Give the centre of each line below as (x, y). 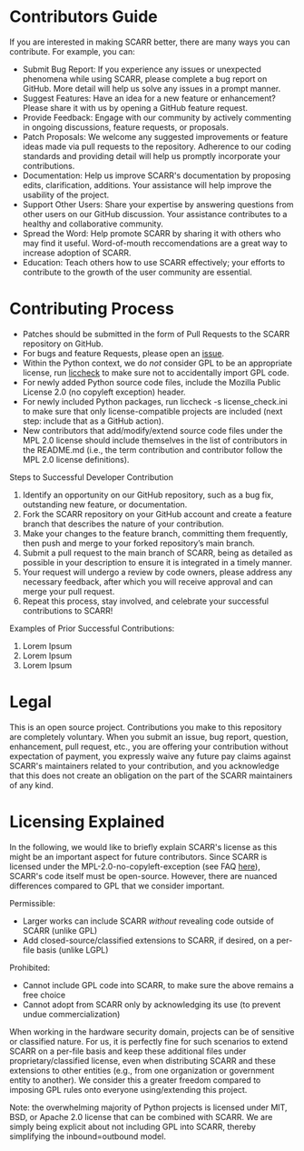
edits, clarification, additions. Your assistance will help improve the (147, 185)
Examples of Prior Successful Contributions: (92, 628)
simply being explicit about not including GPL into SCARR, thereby (133, 1126)
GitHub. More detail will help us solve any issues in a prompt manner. (152, 88)
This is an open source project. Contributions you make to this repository (146, 727)
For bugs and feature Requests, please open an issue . (123, 353)
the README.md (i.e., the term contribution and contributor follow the (152, 450)
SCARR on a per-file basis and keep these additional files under (128, 1051)
